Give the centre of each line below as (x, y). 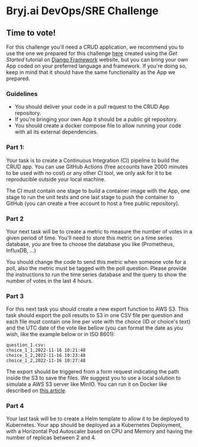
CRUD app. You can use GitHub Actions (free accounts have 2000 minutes (97, 167)
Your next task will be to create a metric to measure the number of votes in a (99, 231)
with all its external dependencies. (56, 132)
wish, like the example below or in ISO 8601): (61, 334)
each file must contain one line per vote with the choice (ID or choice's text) (98, 322)
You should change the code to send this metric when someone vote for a (96, 261)
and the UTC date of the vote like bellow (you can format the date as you (95, 328)
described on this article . (36, 391)
